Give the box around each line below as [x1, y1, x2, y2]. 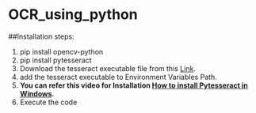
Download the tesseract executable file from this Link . [19, 63, 197, 73]
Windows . [19, 89, 55, 98]
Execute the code [19, 97, 78, 107]
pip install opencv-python [19, 47, 104, 56]
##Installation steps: [8, 32, 75, 41]
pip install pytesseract [19, 55, 93, 65]
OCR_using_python [8, 6, 138, 24]
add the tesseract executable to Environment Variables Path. [19, 72, 218, 81]
